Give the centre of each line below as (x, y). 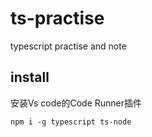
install (30, 77)
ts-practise (57, 18)
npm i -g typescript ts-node (71, 122)
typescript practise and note (68, 46)
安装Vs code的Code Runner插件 (76, 103)
